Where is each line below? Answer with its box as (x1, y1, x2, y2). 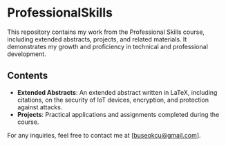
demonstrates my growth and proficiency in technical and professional (7, 42, 209, 51)
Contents (7, 70, 48, 82)
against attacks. (17, 102, 63, 111)
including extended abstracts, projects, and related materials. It (7, 35, 187, 43)
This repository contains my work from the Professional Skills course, (7, 28, 205, 36)
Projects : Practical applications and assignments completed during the (17, 110, 220, 118)
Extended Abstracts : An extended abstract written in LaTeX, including (17, 88, 218, 96)
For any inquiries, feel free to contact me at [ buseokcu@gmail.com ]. (7, 131, 201, 139)
